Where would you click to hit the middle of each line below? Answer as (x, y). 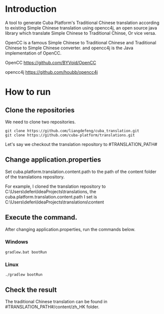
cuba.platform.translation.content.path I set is (51, 197)
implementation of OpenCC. (33, 53)
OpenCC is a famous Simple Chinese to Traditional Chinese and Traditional (81, 42)
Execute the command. (41, 217)
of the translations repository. (35, 177)
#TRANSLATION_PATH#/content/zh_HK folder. (52, 307)
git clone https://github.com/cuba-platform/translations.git (70, 135)
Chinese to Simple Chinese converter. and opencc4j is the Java (69, 48)
